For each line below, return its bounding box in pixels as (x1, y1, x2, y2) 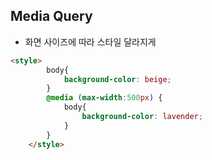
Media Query (10, 8, 93, 25)
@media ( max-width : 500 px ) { (46, 93, 163, 103)
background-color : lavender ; (81, 112, 203, 122)
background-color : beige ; (63, 74, 172, 84)
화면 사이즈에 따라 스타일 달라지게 (24, 35, 157, 48)
